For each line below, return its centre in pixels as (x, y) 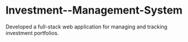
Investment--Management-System (94, 10)
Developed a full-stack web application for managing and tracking (87, 27)
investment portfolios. (32, 33)
